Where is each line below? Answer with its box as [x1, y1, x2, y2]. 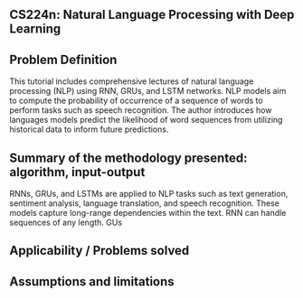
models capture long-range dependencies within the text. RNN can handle [9, 208, 287, 219]
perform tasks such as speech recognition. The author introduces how [9, 105, 272, 116]
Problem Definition [9, 51, 118, 67]
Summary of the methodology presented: [9, 150, 248, 165]
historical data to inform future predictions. [9, 124, 169, 135]
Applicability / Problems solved [9, 243, 190, 258]
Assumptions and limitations [9, 274, 175, 289]
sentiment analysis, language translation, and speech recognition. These [9, 198, 280, 209]
